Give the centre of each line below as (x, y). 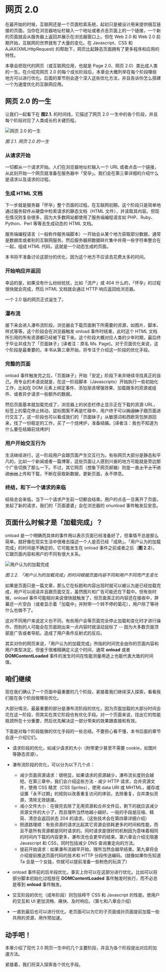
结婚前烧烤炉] (36, 429)
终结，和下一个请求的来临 (36, 488)
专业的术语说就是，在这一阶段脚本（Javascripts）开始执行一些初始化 (88, 382)
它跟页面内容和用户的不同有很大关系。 (44, 554)
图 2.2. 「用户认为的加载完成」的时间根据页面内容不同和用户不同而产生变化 (82, 575)
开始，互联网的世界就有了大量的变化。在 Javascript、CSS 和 (71, 42)
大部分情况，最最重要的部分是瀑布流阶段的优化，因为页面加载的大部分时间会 (83, 709)
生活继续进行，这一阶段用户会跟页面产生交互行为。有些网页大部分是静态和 (81, 455)
